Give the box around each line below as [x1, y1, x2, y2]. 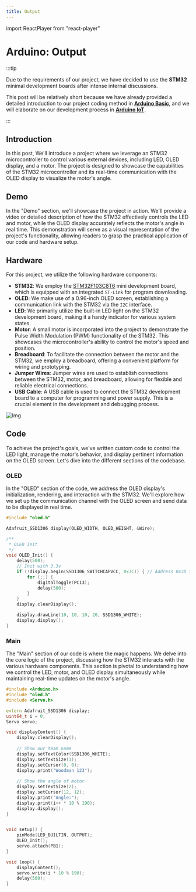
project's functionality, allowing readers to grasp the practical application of [6, 232, 188, 239]
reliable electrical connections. [14, 382, 89, 389]
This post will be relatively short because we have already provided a [6, 93, 173, 100]
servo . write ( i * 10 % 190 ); [16, 870, 85, 876]
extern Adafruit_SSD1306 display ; [6, 707, 90, 714]
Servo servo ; [6, 719, 38, 724]
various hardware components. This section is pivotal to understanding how [6, 663, 188, 670]
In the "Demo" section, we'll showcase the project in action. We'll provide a [6, 207, 187, 215]
